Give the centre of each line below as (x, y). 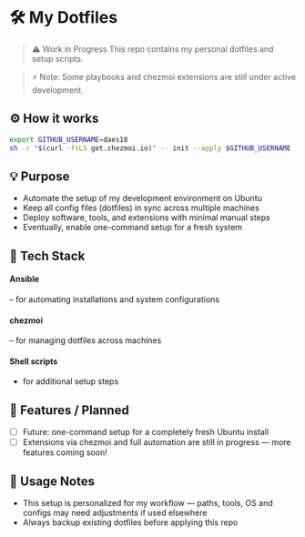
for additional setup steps (71, 381)
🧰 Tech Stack (47, 256)
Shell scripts (34, 361)
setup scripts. (57, 58)
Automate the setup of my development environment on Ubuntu (142, 198)
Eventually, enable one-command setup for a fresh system (132, 228)
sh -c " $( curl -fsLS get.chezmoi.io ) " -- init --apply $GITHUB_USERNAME (150, 148)
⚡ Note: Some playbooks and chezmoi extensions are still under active (164, 76)
